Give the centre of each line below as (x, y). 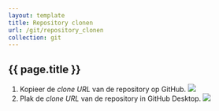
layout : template (37, 15)
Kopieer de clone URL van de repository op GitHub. (103, 89)
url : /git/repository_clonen (56, 30)
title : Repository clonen (50, 23)
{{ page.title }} (45, 69)
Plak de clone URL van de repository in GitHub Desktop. (110, 98)
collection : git (35, 37)
